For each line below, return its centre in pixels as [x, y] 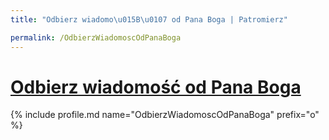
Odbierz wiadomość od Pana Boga [156, 87]
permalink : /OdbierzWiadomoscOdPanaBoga [96, 37]
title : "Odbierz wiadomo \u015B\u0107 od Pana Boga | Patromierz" [149, 19]
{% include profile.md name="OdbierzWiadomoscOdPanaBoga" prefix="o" [165, 115]
